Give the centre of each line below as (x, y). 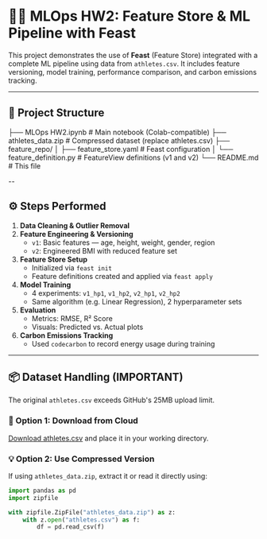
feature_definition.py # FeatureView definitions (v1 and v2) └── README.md (133, 157)
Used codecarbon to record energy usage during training (123, 343)
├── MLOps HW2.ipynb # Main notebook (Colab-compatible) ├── (117, 132)
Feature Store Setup (54, 259)
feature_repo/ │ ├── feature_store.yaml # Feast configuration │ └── (121, 149)
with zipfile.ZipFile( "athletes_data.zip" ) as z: (92, 512)
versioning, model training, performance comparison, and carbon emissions (132, 72)
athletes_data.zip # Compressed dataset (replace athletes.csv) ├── (119, 140)
